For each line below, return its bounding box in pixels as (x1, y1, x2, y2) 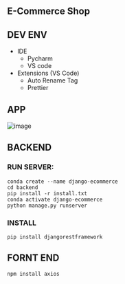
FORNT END (7, 252, 60, 264)
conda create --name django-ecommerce (7, 178, 118, 185)
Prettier (27, 84, 49, 92)
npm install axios (7, 270, 60, 277)
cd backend (7, 184, 38, 191)
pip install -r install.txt (7, 190, 88, 197)
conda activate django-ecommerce (7, 196, 103, 203)
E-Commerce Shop (7, 6, 91, 17)
